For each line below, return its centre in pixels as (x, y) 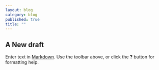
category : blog (21, 15)
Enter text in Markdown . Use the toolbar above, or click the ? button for (80, 57)
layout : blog (19, 10)
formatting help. (22, 62)
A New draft (25, 44)
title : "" (16, 24)
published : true (22, 19)
